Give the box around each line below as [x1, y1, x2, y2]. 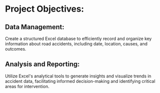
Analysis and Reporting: [5, 60, 80, 69]
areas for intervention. [5, 83, 50, 89]
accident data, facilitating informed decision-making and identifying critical [5, 78, 156, 84]
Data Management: [5, 23, 65, 31]
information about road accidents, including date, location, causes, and [5, 41, 148, 47]
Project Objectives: [5, 3, 84, 15]
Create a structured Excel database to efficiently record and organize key [5, 36, 152, 41]
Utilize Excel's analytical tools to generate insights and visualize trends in [5, 73, 152, 79]
